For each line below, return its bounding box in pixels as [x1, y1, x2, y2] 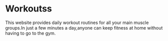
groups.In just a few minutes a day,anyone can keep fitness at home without [5, 24, 163, 30]
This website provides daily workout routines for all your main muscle [5, 19, 149, 25]
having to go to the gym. [5, 30, 56, 36]
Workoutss [5, 3, 52, 14]
